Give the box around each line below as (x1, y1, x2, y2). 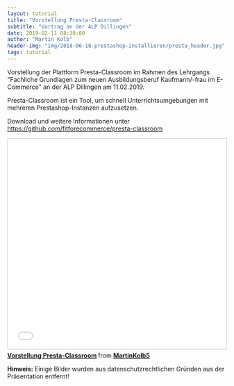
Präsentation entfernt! (7, 372, 69, 380)
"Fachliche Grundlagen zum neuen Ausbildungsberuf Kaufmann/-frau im (7, 75, 215, 83)
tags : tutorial (7, 49, 51, 56)
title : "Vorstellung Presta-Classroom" (7, 17, 123, 24)
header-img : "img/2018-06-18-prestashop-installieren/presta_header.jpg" (7, 42, 226, 49)
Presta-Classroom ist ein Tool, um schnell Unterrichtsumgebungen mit (7, 96, 208, 104)
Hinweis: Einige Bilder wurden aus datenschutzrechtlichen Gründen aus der (7, 364, 225, 373)
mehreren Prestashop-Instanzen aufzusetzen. (7, 103, 139, 112)
